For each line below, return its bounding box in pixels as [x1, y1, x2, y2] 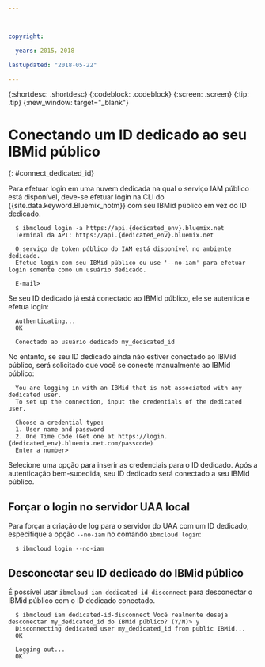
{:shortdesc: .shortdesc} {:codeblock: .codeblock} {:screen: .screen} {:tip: [8, 89, 249, 99]
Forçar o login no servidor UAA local [8, 500, 190, 514]
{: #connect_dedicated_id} [8, 169, 95, 178]
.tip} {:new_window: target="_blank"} [8, 98, 129, 108]
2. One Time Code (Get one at [15, 433, 115, 441]
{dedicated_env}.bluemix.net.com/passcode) [8, 440, 154, 448]
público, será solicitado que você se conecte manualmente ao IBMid [8, 361, 231, 370]
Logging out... [15, 646, 66, 654]
